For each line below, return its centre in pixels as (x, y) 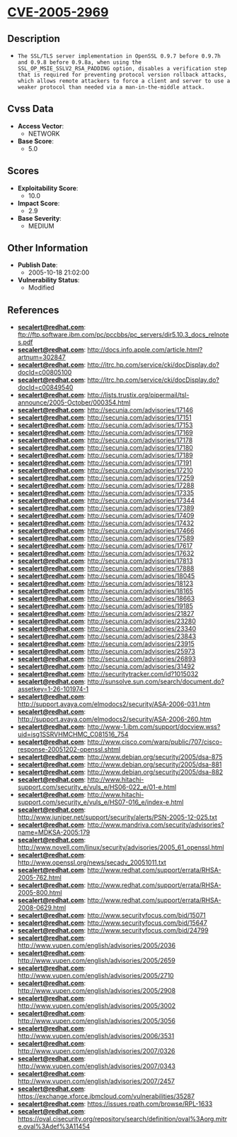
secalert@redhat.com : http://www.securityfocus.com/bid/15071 (112, 916)
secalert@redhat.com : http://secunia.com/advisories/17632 (106, 554)
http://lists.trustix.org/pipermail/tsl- (138, 395)
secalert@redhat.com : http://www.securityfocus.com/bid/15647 (112, 923)
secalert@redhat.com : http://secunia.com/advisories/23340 (107, 629)
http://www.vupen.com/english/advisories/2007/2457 (96, 1081)
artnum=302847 (41, 357)
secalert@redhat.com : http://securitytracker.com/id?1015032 (108, 674)
